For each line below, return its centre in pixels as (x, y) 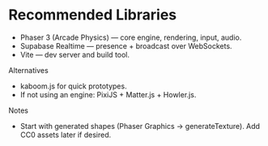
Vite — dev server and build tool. (75, 54)
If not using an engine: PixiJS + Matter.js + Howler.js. (108, 94)
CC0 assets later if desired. (66, 135)
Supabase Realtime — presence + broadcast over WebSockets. (126, 45)
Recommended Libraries (93, 15)
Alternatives (28, 70)
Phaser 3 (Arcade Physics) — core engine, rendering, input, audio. (131, 37)
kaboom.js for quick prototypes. (73, 86)
